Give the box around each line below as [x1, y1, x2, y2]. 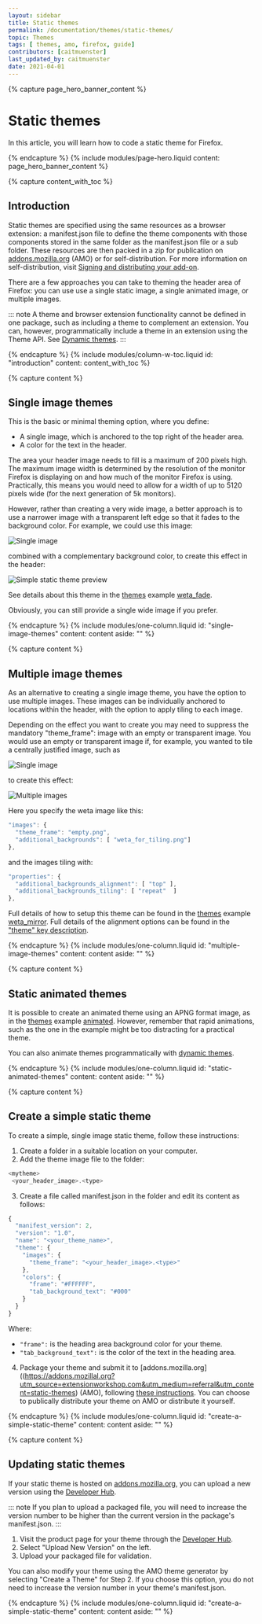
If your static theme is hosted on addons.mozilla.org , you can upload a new [8, 1479, 251, 1488]
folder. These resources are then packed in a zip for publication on [8, 245, 224, 255]
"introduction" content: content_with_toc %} [8, 358, 151, 367]
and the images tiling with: [8, 857, 93, 867]
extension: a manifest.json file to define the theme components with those [8, 229, 248, 238]
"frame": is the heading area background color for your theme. [19, 1339, 223, 1349]
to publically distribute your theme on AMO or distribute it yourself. [19, 1396, 235, 1405]
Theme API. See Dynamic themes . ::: [8, 334, 127, 344]
